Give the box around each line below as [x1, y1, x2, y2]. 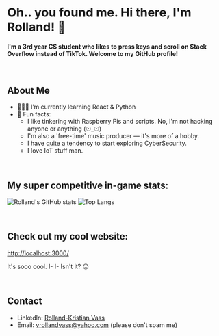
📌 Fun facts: [16, 110, 51, 118]
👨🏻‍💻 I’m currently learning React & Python [16, 103, 136, 111]
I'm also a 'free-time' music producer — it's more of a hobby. [27, 132, 200, 140]
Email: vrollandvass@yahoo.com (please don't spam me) [16, 320, 178, 329]
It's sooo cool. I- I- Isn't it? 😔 [7, 262, 89, 270]
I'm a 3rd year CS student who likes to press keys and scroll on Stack [7, 42, 207, 51]
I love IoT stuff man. [27, 146, 83, 155]
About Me [7, 84, 50, 96]
